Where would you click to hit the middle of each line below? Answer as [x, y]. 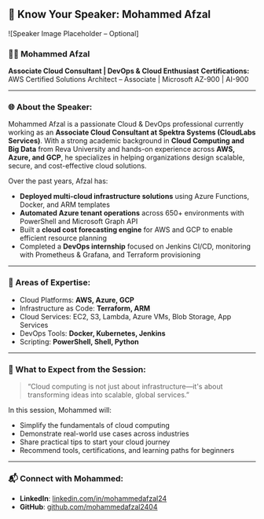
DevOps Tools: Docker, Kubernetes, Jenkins [92, 333]
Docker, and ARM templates [64, 204]
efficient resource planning [63, 238]
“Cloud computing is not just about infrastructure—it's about [125, 386]
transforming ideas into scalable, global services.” [108, 395]
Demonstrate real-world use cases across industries [104, 434]
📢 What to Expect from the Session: [77, 369]
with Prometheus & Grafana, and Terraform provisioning [110, 255]
